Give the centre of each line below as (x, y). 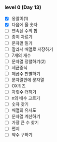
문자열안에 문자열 (28, 80)
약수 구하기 (22, 135)
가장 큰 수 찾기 (25, 122)
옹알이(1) (20, 19)
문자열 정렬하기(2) (29, 61)
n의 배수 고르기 (26, 98)
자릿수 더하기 (24, 92)
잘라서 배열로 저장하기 (32, 49)
